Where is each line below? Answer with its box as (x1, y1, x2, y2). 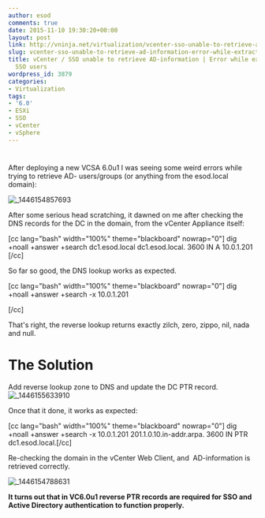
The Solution (8, 356, 94, 374)
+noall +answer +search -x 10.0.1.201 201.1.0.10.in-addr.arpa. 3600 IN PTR (8, 429, 248, 438)
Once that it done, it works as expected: (8, 405, 138, 415)
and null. (8, 328, 37, 337)
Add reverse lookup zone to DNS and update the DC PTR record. (8, 382, 218, 391)
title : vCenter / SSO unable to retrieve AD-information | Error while (8, 56, 248, 64)
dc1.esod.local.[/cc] (8, 438, 73, 447)
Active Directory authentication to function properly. (8, 500, 185, 509)
